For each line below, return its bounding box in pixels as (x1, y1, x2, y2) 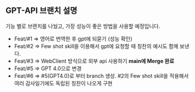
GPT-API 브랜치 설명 (5, 5, 78, 16)
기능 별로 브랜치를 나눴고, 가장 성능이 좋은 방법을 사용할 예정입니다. (5, 23, 161, 30)
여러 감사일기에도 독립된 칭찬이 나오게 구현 (14, 80, 113, 87)
